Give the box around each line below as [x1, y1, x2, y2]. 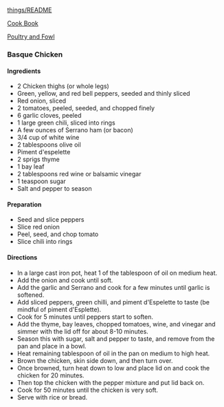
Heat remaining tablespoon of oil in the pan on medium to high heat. [16, 349, 210, 357]
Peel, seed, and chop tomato [16, 230, 99, 238]
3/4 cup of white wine [16, 134, 80, 142]
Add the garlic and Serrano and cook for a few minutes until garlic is [16, 283, 210, 291]
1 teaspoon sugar [16, 177, 67, 185]
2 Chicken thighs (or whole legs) [16, 82, 110, 90]
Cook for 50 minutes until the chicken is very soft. [16, 386, 159, 394]
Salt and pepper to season [16, 185, 93, 193]
